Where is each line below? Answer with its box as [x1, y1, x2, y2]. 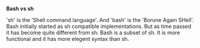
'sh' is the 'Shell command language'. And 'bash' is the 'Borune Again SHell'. [6, 17, 194, 23]
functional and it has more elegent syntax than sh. [6, 36, 130, 42]
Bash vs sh [6, 5, 34, 12]
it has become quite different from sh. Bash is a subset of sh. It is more [6, 29, 180, 36]
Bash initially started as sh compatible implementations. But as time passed [6, 23, 192, 30]
